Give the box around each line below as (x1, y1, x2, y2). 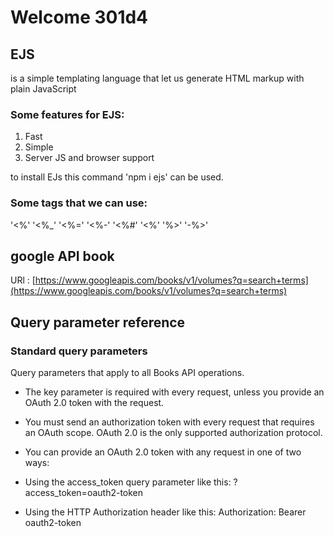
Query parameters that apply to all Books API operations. (10, 367, 245, 379)
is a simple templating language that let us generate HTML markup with (10, 72, 305, 84)
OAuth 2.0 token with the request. (24, 397, 165, 409)
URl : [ (10, 274, 36, 286)
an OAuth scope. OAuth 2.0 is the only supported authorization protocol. (24, 427, 323, 439)
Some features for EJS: (10, 107, 125, 121)
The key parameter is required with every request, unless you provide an (24, 386, 325, 398)
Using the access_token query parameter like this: (24, 476, 232, 488)
